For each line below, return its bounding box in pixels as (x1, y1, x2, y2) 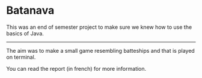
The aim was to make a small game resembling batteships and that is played (6, 47, 195, 54)
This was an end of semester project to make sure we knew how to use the (6, 23, 192, 31)
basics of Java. (6, 29, 44, 37)
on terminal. (6, 53, 36, 61)
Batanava (6, 4, 55, 17)
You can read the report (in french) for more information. (6, 65, 147, 72)
